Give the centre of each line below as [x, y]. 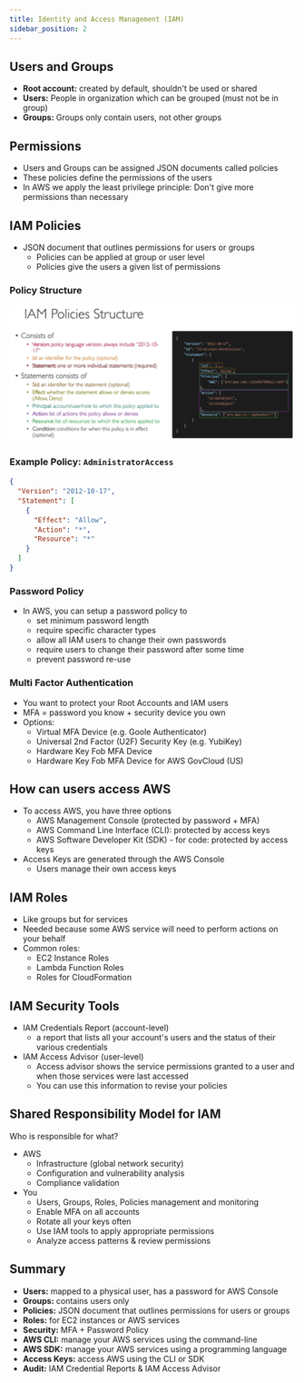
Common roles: [51, 949]
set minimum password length [93, 621]
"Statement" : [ [46, 501]
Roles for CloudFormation [84, 978]
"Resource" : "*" [64, 539]
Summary [38, 1269]
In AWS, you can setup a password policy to [105, 611]
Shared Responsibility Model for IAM [115, 1114]
